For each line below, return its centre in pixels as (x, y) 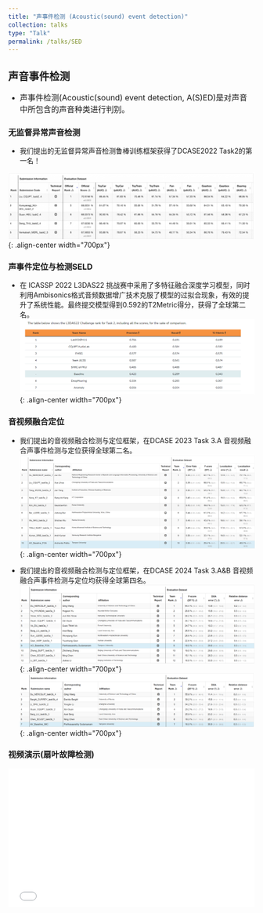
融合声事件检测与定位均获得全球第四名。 (85, 580)
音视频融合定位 (36, 422)
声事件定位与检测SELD (50, 267)
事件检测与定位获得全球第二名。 (85, 450)
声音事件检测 (39, 76)
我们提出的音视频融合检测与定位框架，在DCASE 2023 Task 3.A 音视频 (132, 440)
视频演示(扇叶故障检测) (51, 755)
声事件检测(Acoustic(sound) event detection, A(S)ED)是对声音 (133, 98)
